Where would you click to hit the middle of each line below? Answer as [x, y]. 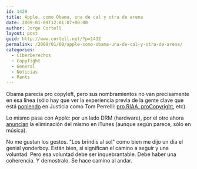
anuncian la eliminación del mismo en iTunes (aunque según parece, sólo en [98, 124]
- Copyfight [26, 61]
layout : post [22, 34]
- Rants [21, 77]
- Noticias [25, 72]
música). [17, 131]
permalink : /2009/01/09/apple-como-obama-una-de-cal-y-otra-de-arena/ [94, 45]
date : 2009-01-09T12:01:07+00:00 [47, 22]
